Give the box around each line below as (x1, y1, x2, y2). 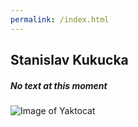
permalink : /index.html (10, 14, 110, 25)
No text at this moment (10, 79, 108, 91)
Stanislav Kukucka (10, 52, 129, 69)
